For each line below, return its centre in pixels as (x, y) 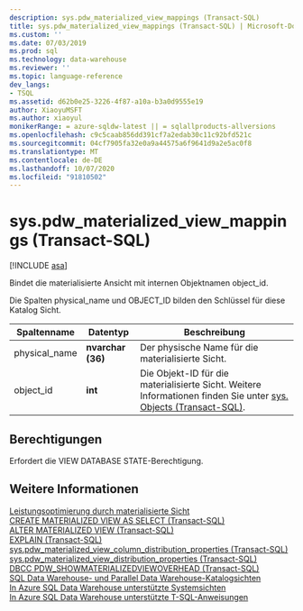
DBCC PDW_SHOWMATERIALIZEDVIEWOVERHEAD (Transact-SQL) (134, 568)
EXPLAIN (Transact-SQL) (56, 539)
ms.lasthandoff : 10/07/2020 (62, 169)
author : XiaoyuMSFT (46, 110)
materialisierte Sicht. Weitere (200, 385)
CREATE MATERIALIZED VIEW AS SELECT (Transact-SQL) (117, 520)
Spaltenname (46, 333)
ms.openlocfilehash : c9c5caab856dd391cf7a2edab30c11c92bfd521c (131, 135)
